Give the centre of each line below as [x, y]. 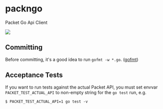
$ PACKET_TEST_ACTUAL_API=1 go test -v [47, 102]
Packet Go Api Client [26, 22]
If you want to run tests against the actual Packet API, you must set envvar [81, 87]
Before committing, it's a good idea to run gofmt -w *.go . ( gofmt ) [72, 59]
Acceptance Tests [34, 75]
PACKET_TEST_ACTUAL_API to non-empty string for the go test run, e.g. [76, 92]
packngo [24, 9]
